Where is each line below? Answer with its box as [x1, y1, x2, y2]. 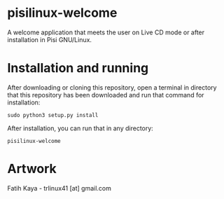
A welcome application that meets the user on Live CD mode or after [7, 28, 205, 36]
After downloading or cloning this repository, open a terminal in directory [7, 83, 217, 92]
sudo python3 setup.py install [7, 111, 99, 118]
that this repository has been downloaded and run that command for [7, 90, 204, 99]
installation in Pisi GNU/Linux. [7, 35, 92, 43]
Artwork [7, 161, 57, 177]
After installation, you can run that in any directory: [7, 124, 154, 132]
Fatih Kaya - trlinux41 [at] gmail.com [7, 184, 112, 192]
